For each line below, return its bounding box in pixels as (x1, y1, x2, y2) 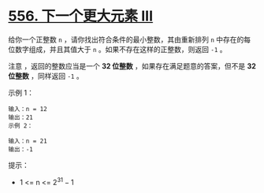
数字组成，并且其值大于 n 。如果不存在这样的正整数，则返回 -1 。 (14, 44, 227, 54)
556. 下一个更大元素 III (8, 7, 154, 25)
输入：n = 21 (8, 137, 47, 145)
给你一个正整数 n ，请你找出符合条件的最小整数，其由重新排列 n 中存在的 (8, 35, 244, 44)
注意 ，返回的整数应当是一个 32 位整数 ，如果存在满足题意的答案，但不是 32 (8, 61, 256, 71)
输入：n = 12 (8, 105, 47, 113)
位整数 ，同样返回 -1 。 (8, 71, 84, 80)
